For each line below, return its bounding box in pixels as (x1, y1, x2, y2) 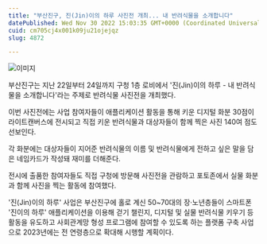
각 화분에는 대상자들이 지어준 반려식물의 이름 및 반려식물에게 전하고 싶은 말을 (8, 144, 246, 153)
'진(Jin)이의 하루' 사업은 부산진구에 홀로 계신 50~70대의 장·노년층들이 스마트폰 (8, 198, 252, 207)
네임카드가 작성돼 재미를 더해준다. (16, 154, 121, 164)
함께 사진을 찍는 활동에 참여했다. (16, 180, 117, 191)
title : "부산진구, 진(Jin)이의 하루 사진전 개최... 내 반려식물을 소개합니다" (8, 11, 234, 20)
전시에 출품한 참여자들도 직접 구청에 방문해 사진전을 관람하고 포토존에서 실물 (8, 171, 244, 180)
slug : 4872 (8, 33, 44, 42)
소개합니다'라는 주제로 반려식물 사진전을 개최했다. (22, 91, 176, 100)
